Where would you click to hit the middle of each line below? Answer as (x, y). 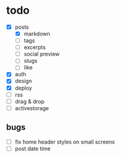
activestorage (32, 108)
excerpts (35, 47)
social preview (42, 54)
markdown (37, 34)
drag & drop (30, 101)
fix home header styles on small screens (65, 142)
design (23, 81)
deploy (23, 88)
